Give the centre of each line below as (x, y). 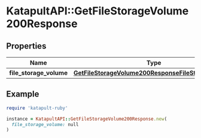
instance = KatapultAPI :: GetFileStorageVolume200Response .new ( (87, 119)
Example (23, 94)
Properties (26, 46)
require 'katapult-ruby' (37, 108)
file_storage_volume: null (45, 124)
